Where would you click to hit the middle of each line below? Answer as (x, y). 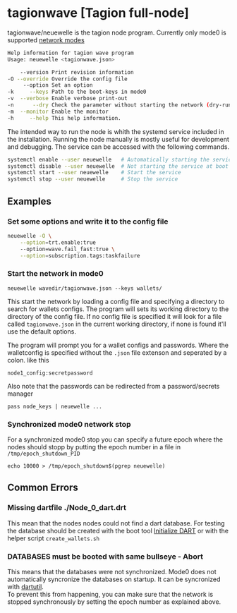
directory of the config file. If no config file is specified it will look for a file (115, 316)
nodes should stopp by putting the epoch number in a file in (94, 447)
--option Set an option (58, 85)
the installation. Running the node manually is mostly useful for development (118, 139)
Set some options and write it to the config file (88, 221)
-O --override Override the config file (68, 79)
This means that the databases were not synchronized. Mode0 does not (112, 571)
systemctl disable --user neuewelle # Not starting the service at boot (118, 166)
